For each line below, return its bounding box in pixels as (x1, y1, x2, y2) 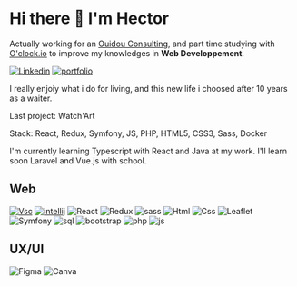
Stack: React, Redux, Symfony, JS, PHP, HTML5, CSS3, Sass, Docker (9, 127, 268, 139)
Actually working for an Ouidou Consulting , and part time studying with (9, 38, 275, 49)
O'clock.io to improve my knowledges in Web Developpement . (9, 47, 245, 58)
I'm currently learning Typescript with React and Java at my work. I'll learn (9, 145, 288, 156)
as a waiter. (9, 93, 53, 104)
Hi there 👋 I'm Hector (9, 8, 170, 29)
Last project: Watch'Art (9, 110, 95, 121)
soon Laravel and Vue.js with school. (9, 154, 147, 166)
